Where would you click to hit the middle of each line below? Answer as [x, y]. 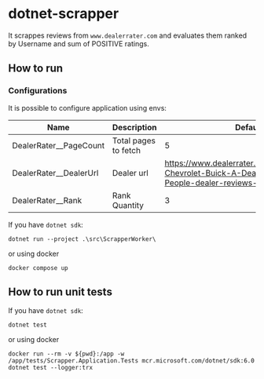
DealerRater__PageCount [59, 145]
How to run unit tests [60, 292]
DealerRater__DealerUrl [55, 173]
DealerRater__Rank [47, 200]
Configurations [38, 91]
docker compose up [38, 268]
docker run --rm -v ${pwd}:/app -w [66, 354]
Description [135, 127]
